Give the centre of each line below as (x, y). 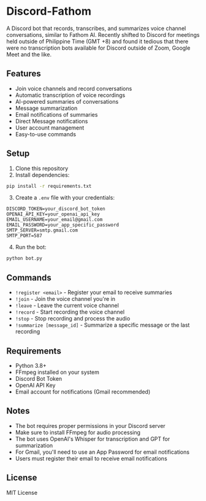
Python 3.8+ (31, 365)
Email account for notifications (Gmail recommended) (83, 392)
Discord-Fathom (49, 11)
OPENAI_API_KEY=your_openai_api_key (53, 214)
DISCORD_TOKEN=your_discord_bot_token (56, 209)
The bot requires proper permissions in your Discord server (90, 425)
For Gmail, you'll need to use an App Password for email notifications (102, 452)
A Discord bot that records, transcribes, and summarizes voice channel (96, 28)
